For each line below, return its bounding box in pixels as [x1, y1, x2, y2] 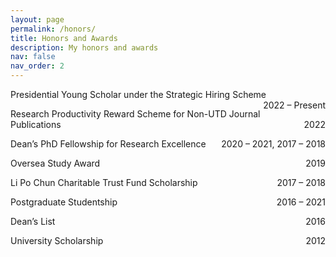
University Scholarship [10, 235, 104, 246]
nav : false [10, 52, 56, 62]
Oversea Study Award [10, 157, 101, 169]
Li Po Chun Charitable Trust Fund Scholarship [10, 177, 198, 188]
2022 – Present [263, 99, 326, 111]
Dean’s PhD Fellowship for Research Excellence [10, 138, 207, 150]
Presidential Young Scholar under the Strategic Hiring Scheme [10, 89, 267, 100]
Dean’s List [10, 216, 56, 227]
